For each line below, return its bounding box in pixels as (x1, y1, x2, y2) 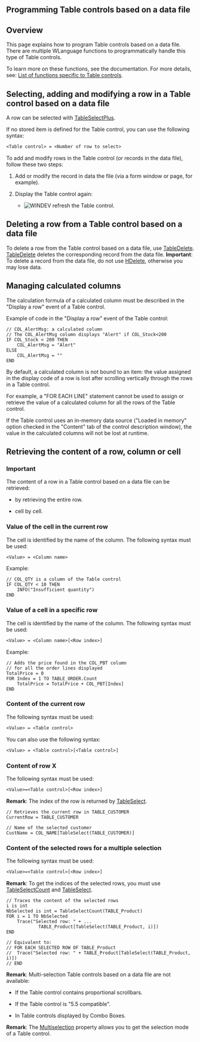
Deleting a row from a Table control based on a (6, 219, 183, 230)
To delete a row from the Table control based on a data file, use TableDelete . (6, 245, 195, 252)
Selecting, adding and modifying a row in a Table (6, 89, 191, 99)
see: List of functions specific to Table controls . (6, 72, 124, 79)
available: (6, 977, 30, 984)
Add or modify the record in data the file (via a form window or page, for (14, 172, 193, 179)
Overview (6, 25, 44, 35)
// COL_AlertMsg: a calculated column (6, 326, 103, 332)
